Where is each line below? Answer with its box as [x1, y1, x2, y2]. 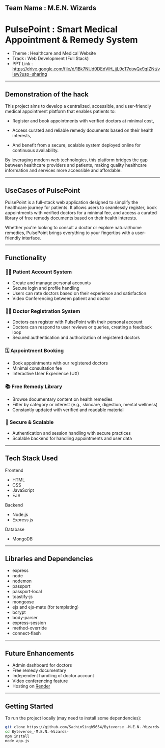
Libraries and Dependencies [5, 555, 93, 563]
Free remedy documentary [12, 667, 66, 673]
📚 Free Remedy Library [5, 383, 62, 390]
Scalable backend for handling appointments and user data [12, 435, 132, 441]
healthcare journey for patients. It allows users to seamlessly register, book [5, 204, 157, 210]
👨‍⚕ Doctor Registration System [5, 307, 81, 314]
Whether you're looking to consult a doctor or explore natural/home [5, 224, 142, 230]
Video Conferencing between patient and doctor [12, 295, 110, 301]
